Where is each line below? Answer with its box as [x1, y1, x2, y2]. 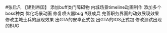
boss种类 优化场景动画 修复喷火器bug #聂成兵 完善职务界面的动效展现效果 [5, 10, 159, 16]
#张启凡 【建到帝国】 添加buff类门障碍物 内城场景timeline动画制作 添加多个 [5, 4, 161, 10]
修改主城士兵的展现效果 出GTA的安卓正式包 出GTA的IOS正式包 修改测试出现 [5, 17, 162, 22]
